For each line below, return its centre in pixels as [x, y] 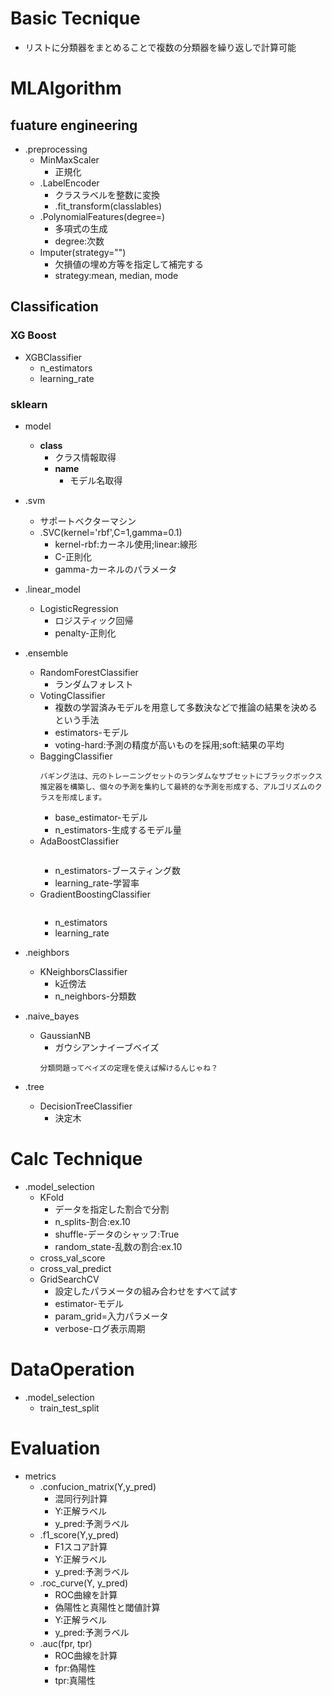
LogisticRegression [79, 608]
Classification [54, 307]
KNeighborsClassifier [83, 971]
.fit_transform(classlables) [108, 206]
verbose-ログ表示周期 [100, 1328]
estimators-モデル [91, 732]
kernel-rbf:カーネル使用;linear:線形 [126, 544]
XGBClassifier [53, 357]
